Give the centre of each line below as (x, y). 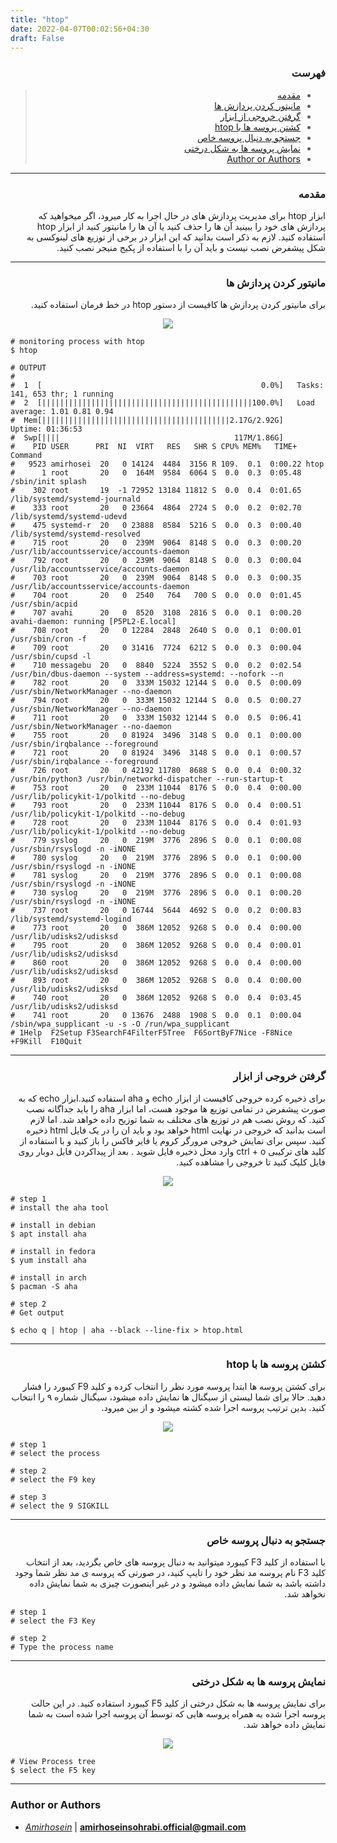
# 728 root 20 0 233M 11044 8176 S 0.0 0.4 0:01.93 (156, 823)
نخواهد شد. (305, 1594)
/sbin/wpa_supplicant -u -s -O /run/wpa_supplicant (120, 1024)
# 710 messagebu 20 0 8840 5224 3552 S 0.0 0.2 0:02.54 (156, 666)
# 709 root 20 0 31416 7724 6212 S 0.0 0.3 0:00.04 (156, 648)
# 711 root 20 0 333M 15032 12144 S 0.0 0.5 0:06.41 (156, 718)
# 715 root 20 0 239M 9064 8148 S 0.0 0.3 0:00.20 (156, 543)
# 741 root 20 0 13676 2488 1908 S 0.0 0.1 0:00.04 (156, 1016)
